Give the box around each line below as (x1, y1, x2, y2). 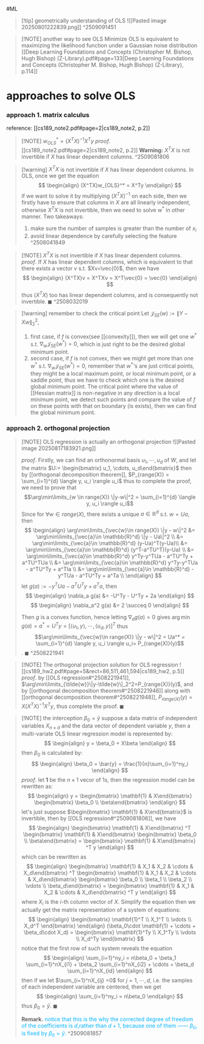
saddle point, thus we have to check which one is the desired (30, 376, 184, 384)
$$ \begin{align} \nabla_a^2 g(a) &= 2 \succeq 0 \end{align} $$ (30, 601, 190, 609)
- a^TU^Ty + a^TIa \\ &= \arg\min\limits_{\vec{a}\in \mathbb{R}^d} (26, 565, 191, 573)
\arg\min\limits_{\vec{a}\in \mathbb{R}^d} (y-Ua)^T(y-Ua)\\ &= (32, 540, 188, 547)
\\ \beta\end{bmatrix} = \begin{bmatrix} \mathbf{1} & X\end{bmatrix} (24, 837, 196, 844)
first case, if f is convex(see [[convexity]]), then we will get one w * (30, 332, 197, 340)
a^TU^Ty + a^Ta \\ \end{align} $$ (79, 572, 163, 579)
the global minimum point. (30, 409, 96, 417)
